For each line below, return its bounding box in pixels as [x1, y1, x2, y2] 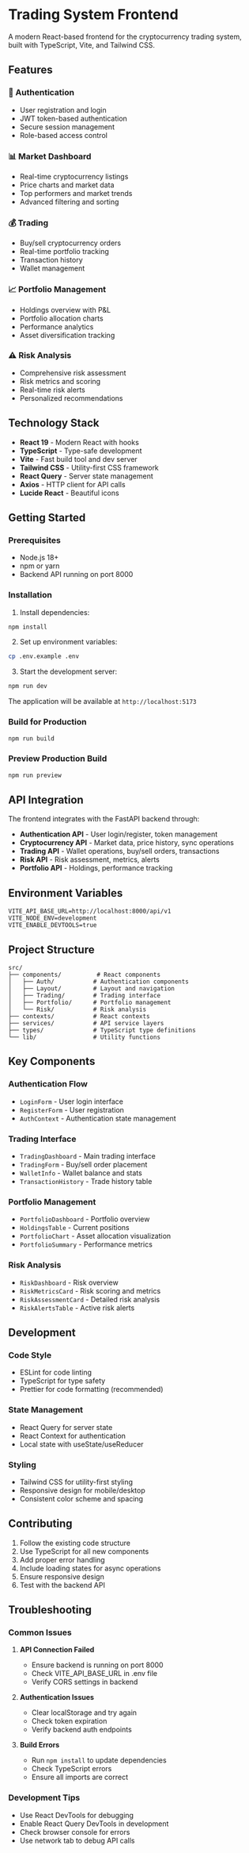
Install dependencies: [19, 607, 90, 617]
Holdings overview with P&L [19, 305, 111, 314]
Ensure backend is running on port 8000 [31, 1660, 164, 1670]
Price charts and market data [19, 180, 115, 190]
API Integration [8, 793, 85, 806]
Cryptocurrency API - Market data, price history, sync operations [19, 838, 235, 848]
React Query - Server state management [19, 471, 154, 481]
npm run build [8, 734, 55, 743]
